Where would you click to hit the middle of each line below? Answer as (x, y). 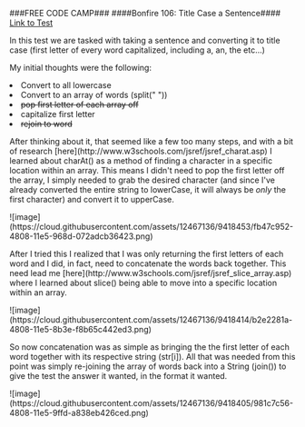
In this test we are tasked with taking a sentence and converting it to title (145, 40)
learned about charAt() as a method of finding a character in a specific (141, 161)
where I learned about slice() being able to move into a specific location (143, 283)
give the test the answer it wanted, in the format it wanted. (118, 376)
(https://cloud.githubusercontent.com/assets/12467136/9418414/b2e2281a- (151, 320)
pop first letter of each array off (80, 104)
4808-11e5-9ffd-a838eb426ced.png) (79, 413)
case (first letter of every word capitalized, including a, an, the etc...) (138, 50)
